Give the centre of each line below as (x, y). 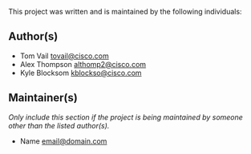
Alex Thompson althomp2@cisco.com (83, 64)
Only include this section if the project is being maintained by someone (125, 117)
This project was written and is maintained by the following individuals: (125, 12)
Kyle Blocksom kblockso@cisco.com (81, 73)
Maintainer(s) (43, 98)
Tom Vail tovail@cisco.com (65, 56)
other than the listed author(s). (59, 125)
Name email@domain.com (63, 141)
